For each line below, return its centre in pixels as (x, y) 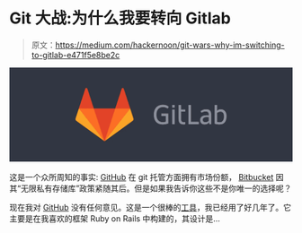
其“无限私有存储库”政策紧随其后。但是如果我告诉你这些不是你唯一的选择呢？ (151, 188)
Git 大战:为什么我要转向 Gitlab (120, 18)
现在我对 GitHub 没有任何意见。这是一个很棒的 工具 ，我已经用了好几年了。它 (151, 207)
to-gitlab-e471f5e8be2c (75, 55)
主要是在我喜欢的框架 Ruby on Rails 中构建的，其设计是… (115, 218)
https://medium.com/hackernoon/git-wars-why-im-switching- (170, 45)
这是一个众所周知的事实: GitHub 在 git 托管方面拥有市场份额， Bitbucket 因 (147, 177)
